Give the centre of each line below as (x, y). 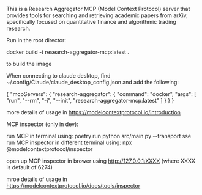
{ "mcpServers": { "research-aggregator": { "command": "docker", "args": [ (101, 94)
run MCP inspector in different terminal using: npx (69, 142)
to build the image (29, 64)
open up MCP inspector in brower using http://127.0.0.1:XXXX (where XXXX (101, 161)
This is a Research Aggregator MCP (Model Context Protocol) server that (98, 9)
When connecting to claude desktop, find (58, 75)
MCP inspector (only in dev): (42, 124)
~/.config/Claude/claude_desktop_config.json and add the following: (93, 82)
